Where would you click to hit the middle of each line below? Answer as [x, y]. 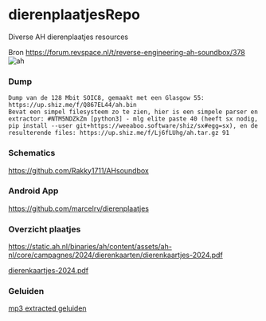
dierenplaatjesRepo [74, 15]
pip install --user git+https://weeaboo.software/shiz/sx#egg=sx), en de [133, 126]
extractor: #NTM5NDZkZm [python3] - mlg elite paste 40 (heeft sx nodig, [133, 119]
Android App [33, 191]
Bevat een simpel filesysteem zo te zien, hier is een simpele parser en [133, 112]
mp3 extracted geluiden [47, 308]
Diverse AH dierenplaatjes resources [68, 37]
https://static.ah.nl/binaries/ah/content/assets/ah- [90, 247]
